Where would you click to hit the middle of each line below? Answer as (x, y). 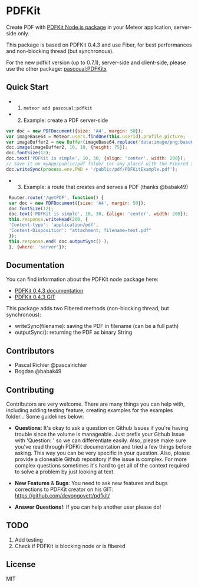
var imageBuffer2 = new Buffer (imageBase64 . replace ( (72, 142)
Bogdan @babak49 (38, 372)
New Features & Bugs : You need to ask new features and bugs (91, 483)
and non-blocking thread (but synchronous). (60, 51)
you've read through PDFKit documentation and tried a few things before (103, 446)
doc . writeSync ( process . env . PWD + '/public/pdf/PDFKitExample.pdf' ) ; (92, 169)
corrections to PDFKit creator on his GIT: (64, 489)
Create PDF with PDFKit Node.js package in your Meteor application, (89, 27)
